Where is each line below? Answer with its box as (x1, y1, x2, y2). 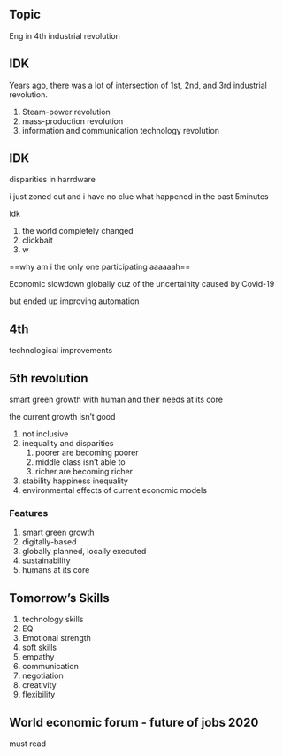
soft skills (21, 642, 57, 653)
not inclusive (21, 428, 69, 439)
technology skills (21, 614, 84, 625)
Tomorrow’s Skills (9, 590, 111, 606)
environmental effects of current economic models (21, 485, 208, 496)
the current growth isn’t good (9, 412, 116, 422)
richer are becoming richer (34, 467, 134, 477)
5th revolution (9, 371, 88, 386)
